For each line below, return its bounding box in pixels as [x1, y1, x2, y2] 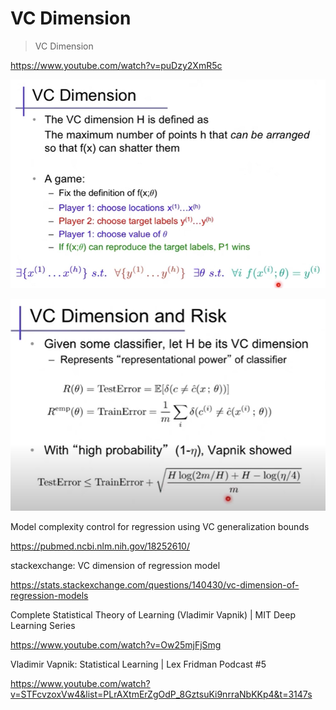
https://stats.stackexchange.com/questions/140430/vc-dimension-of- [10, 578, 300, 591]
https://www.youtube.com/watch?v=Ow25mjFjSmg [10, 638, 222, 651]
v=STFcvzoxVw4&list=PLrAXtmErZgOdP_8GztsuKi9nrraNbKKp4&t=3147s [10, 688, 313, 700]
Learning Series [10, 619, 76, 631]
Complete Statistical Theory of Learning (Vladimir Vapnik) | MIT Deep [10, 608, 296, 621]
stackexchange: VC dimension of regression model [10, 559, 221, 571]
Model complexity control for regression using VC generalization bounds [10, 520, 310, 532]
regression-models [10, 589, 89, 601]
